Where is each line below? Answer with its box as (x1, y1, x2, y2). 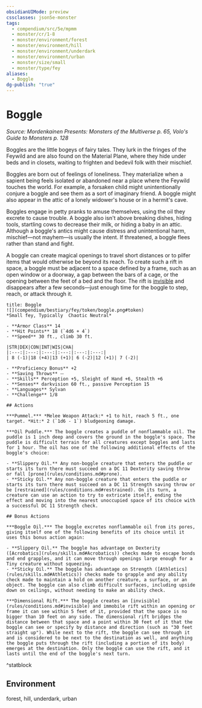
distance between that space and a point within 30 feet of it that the (6, 619, 193, 625)
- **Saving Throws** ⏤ (6, 370, 65, 376)
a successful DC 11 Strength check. (6, 503, 98, 509)
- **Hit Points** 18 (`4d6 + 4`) (6, 328, 90, 334)
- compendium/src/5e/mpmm (11, 25, 77, 32)
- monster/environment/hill (11, 43, 83, 49)
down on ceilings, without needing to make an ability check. (6, 587, 166, 593)
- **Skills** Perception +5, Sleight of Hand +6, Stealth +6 (6, 376, 163, 382)
